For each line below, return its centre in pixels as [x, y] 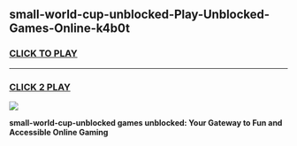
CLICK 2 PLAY [40, 87]
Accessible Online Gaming [59, 132]
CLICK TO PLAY [43, 54]
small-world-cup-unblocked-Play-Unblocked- [140, 15]
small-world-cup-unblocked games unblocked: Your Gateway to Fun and [146, 122]
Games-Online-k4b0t [70, 29]
